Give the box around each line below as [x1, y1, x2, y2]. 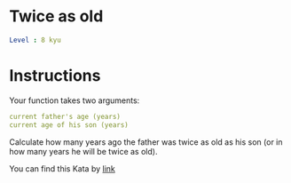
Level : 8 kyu [9, 36, 62, 44]
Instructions [9, 66, 101, 85]
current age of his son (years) [9, 120, 129, 130]
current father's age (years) [9, 112, 122, 121]
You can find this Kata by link [9, 163, 115, 174]
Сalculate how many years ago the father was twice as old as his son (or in [9, 136, 283, 147]
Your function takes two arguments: [9, 95, 140, 106]
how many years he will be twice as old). [9, 146, 158, 156]
